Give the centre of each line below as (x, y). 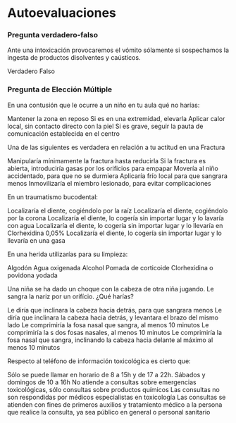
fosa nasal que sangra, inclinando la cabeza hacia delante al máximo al (110, 340)
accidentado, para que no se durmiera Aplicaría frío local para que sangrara (117, 176)
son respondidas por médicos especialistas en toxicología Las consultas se (117, 397)
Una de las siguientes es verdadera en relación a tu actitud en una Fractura (116, 147)
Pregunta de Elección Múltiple (60, 89)
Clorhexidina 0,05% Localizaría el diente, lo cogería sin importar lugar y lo (114, 233)
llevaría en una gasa (36, 240)
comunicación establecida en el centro (63, 133)
